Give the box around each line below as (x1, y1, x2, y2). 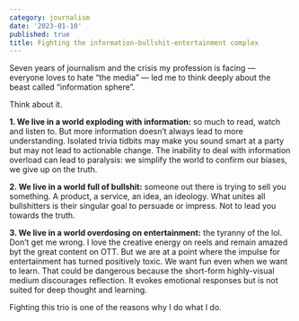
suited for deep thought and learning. (9, 284, 148, 296)
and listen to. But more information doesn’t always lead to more (9, 126, 244, 137)
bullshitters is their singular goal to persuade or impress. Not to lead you (9, 201, 277, 212)
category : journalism (9, 13, 91, 22)
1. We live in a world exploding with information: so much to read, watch (9, 117, 281, 127)
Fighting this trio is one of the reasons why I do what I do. (9, 302, 222, 313)
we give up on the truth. (9, 164, 98, 175)
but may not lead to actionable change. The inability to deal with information (9, 145, 291, 156)
